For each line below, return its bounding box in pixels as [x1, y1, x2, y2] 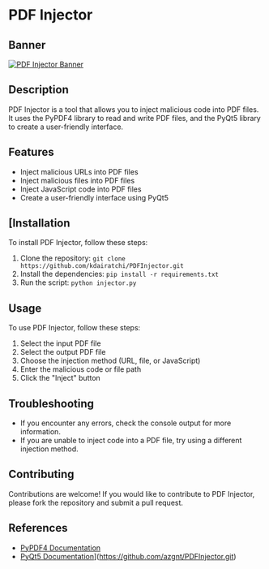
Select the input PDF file [19, 338, 101, 348]
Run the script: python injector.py [19, 278, 137, 287]
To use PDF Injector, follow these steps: [8, 323, 141, 333]
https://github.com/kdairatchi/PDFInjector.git [19, 262, 184, 270]
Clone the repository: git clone [19, 253, 126, 263]
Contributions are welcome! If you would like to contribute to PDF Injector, [8, 489, 255, 498]
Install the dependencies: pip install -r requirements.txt [19, 269, 219, 279]
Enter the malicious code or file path [19, 364, 142, 374]
